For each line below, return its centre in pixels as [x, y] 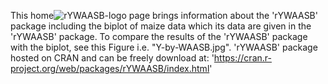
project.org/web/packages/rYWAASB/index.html [110, 68]
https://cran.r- [242, 58]
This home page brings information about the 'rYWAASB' [164, 15]
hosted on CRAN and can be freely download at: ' [112, 58]
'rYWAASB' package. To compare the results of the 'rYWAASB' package [159, 36]
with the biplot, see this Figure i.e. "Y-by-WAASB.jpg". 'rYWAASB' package [164, 47]
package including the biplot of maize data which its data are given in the [161, 26]
